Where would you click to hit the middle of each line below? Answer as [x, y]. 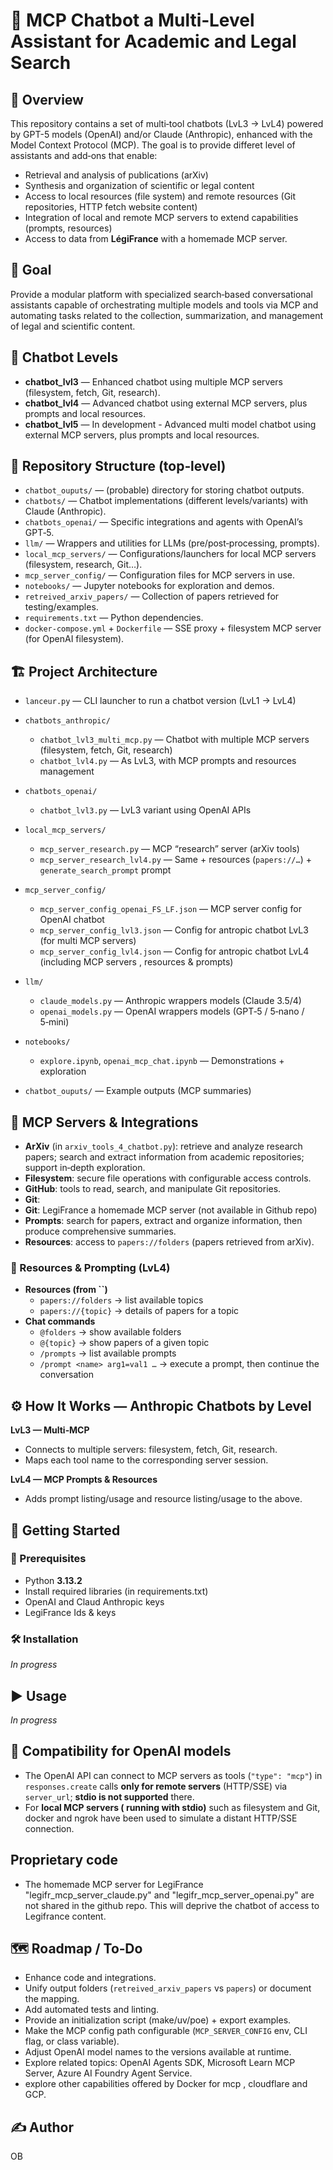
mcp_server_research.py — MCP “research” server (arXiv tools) [169, 849]
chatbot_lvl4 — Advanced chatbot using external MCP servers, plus [166, 403]
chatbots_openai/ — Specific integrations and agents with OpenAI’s [163, 522]
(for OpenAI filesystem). [74, 639]
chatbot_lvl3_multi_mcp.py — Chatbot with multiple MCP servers [174, 740]
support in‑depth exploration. [85, 1168]
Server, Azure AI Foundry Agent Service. [108, 2073]
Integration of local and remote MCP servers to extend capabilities [161, 217]
